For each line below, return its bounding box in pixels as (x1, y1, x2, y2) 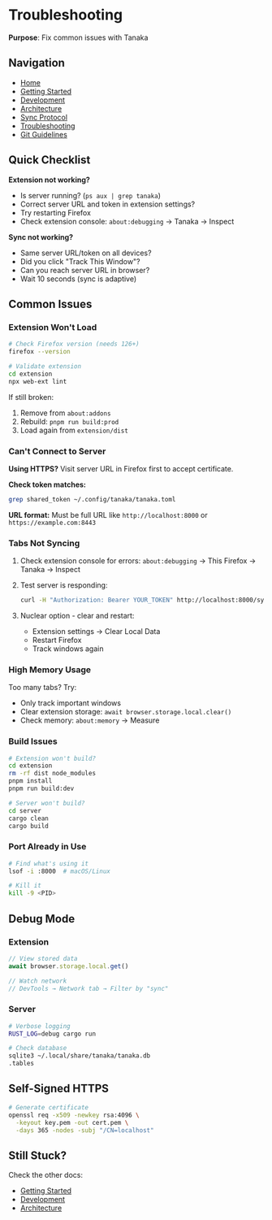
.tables (8, 1059, 35, 1068)
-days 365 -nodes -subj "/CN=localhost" (15, 1126, 154, 1135)
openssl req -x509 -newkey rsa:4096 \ (8, 1111, 140, 1119)
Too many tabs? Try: (8, 683, 77, 692)
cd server (8, 806, 42, 814)
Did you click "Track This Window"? (19, 256, 140, 266)
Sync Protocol (19, 112, 67, 122)
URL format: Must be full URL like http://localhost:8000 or (8, 510, 209, 519)
